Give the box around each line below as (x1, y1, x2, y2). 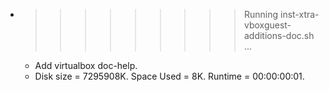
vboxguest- (243, 19, 292, 31)
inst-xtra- (279, 9, 320, 20)
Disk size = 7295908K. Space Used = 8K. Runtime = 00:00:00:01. (34, 70, 305, 82)
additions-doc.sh (243, 30, 315, 41)
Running (243, 9, 279, 20)
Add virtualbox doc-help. (34, 60, 138, 71)
